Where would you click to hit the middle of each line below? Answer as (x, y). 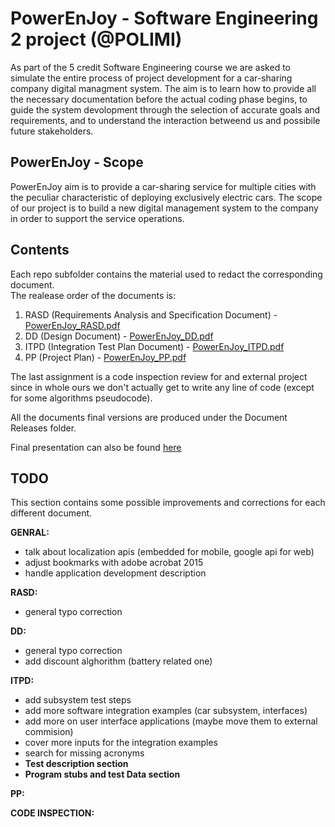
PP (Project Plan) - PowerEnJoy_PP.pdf (105, 357)
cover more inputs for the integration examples (121, 743)
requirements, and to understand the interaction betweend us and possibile (165, 120)
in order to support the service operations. (97, 218)
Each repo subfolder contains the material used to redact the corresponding (166, 274)
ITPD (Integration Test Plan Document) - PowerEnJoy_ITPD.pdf (154, 346)
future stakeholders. (52, 131)
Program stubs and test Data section (102, 774)
